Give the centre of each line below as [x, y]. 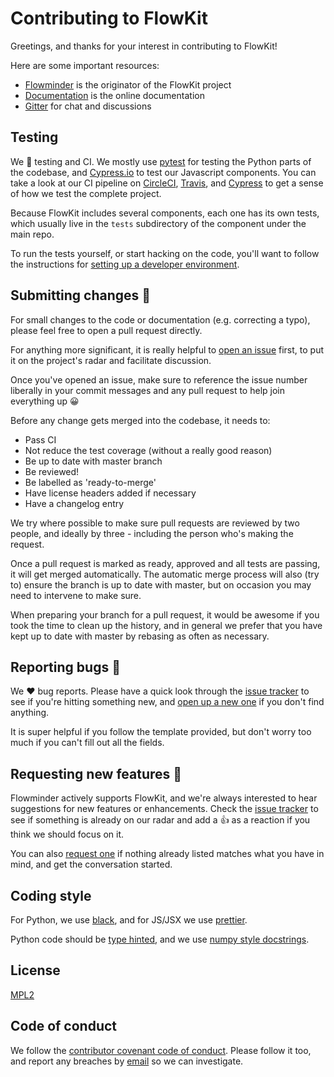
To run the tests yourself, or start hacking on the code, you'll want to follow [165, 253]
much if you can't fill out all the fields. [87, 743]
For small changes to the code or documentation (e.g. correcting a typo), [160, 319]
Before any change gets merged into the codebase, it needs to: [140, 420]
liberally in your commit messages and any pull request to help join [147, 390]
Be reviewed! [52, 471]
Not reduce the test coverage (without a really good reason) [148, 450]
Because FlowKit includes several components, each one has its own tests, [165, 213]
